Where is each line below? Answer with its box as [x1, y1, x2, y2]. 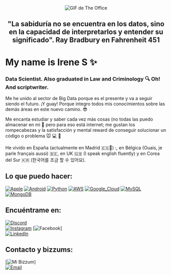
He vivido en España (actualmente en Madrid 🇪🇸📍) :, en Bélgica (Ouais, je [5, 144, 163, 151]
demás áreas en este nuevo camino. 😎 [5, 106, 88, 112]
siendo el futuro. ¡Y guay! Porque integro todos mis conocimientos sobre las [5, 101, 165, 107]
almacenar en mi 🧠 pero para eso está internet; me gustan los [5, 121, 136, 128]
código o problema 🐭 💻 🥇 [5, 132, 61, 139]
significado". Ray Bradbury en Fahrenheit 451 [12, 36, 160, 45]
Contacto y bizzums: [5, 245, 73, 254]
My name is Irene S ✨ [5, 56, 97, 68]
